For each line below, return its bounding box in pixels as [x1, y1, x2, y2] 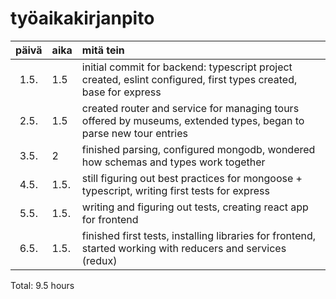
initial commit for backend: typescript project [81, 60, 293, 74]
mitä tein [81, 43, 125, 57]
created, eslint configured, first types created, [81, 72, 298, 86]
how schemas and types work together [81, 155, 266, 169]
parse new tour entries [81, 126, 189, 140]
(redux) [81, 253, 118, 267]
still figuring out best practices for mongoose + [81, 171, 303, 185]
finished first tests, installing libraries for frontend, [81, 228, 316, 242]
